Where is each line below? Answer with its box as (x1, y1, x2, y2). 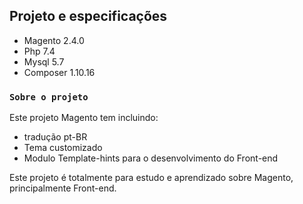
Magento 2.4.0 (23, 34, 85, 46)
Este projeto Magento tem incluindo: (9, 112, 159, 124)
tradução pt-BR (23, 131, 88, 143)
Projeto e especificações (9, 8, 168, 25)
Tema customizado (23, 142, 103, 154)
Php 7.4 (23, 45, 56, 57)
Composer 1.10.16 (23, 66, 96, 78)
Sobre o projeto (9, 91, 89, 103)
